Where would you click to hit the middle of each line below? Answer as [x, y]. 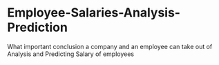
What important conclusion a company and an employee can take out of [110, 46]
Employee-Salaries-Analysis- [94, 13]
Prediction [37, 27]
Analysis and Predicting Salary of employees [71, 54]
